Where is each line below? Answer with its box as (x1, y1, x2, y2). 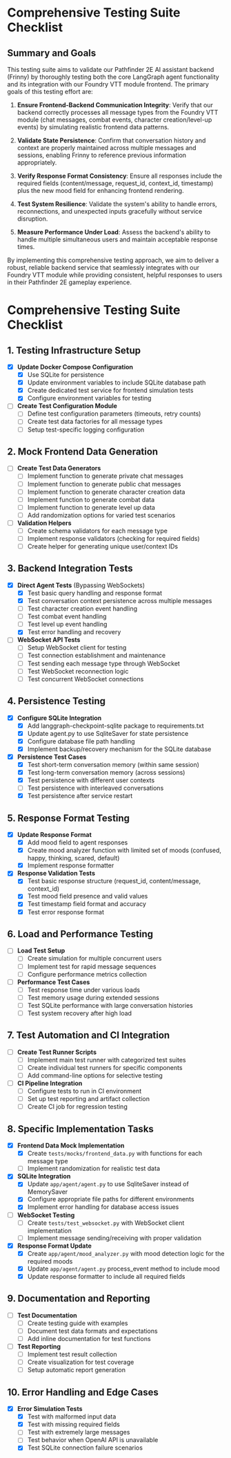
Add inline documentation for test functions (27, 1334, 151, 1342)
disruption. (17, 214, 48, 223)
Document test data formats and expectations (27, 1327, 158, 1335)
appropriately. (17, 158, 57, 167)
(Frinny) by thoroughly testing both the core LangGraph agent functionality (7, 73, 219, 81)
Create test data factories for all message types (27, 417, 163, 426)
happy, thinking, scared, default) (27, 854, 120, 862)
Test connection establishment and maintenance (27, 652, 166, 660)
